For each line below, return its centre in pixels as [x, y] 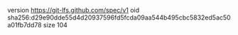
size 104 [55, 25]
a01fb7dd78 [25, 25]
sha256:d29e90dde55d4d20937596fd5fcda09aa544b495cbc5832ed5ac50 [119, 17]
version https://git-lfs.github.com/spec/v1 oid [74, 10]
